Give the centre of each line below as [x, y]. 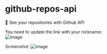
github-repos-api [41, 9]
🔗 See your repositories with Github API [45, 22]
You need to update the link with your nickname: [54, 32]
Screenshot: [17, 46]
